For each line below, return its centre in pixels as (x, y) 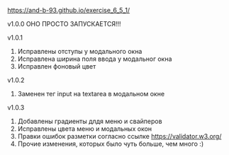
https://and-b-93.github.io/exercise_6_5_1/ (69, 10)
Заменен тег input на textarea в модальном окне (91, 94)
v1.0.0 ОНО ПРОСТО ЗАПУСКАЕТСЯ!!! (65, 24)
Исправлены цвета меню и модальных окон (85, 129)
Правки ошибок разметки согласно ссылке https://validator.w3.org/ (119, 136)
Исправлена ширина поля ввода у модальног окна (95, 59)
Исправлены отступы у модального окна (80, 51)
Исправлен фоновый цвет (57, 66)
